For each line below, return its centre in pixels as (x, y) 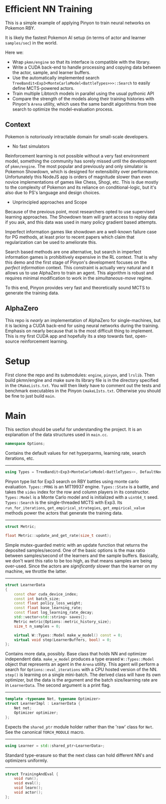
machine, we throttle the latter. (36, 571)
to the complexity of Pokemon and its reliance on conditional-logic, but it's (81, 187)
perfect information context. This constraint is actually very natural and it (79, 267)
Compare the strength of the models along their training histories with (83, 99)
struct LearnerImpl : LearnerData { (43, 704)
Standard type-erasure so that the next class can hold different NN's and (79, 755)
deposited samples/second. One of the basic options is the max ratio (75, 550)
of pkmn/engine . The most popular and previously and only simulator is (77, 166)
